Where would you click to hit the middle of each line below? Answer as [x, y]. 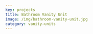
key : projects [20, 10]
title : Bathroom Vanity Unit [36, 14]
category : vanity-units [31, 24]
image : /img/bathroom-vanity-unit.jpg [46, 19]
